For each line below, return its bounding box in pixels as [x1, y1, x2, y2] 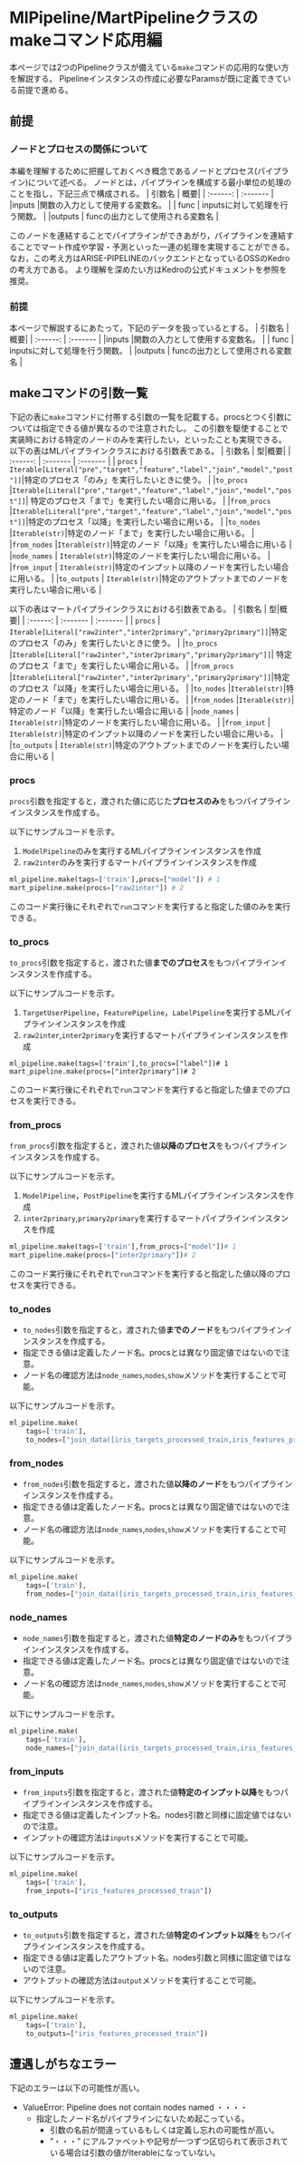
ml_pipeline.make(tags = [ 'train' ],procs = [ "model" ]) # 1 [9, 875, 221, 884]
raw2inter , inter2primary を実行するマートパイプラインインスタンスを [22, 1030, 280, 1041]
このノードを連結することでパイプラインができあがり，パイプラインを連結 [9, 229, 287, 240]
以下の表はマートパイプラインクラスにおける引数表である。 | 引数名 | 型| [9, 603, 280, 614]
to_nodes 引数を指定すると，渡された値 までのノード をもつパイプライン [22, 1325, 285, 1336]
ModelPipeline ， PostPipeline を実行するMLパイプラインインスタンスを [22, 1190, 287, 1201]
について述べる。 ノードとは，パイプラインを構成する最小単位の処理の [28, 177, 292, 188]
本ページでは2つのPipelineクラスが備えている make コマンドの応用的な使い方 [9, 62, 290, 73]
